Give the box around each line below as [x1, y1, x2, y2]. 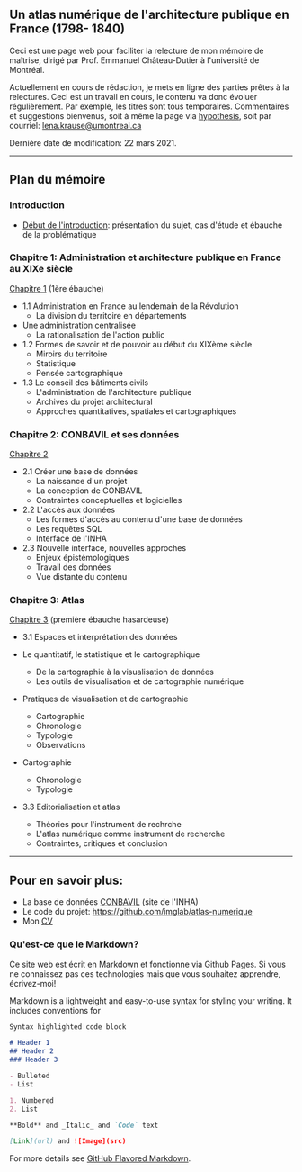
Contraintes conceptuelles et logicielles [35, 495, 182, 506]
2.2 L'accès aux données [22, 504, 115, 516]
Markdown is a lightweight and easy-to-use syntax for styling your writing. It [9, 995, 292, 1006]
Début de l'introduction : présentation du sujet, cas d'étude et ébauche [22, 220, 283, 230]
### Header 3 [9, 1055, 58, 1065]
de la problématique [22, 229, 97, 239]
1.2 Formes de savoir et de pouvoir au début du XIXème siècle [22, 338, 253, 349]
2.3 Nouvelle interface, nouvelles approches [22, 543, 187, 554]
